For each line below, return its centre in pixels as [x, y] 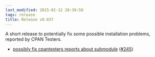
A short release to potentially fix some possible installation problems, [78, 34]
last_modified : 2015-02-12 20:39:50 [44, 10]
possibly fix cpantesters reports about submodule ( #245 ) [73, 49]
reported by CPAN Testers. [34, 39]
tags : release [20, 15]
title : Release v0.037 [29, 19]
